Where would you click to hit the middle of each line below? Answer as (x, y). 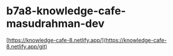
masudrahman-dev (55, 24)
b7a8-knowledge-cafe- (66, 11)
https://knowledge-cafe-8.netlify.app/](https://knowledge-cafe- (87, 40)
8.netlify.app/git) (27, 46)
